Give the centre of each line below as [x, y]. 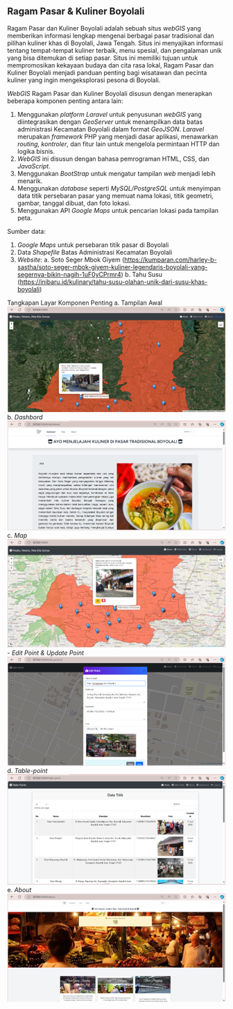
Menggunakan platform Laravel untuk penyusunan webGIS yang [110, 114]
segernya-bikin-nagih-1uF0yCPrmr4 [69, 274]
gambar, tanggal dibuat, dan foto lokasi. [74, 203]
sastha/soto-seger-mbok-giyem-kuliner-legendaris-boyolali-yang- [112, 267]
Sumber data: [27, 231]
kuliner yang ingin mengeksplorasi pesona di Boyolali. [84, 80]
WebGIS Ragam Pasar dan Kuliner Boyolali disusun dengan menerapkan [110, 93]
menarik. [30, 181]
